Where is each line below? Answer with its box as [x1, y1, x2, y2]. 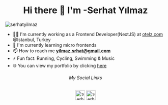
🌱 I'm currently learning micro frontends [12, 42, 97, 48]
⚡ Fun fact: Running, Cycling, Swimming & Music [12, 55, 115, 61]
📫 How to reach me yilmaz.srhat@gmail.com [12, 48, 111, 54]
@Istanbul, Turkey [12, 37, 51, 43]
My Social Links [69, 75, 102, 81]
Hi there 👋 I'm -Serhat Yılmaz [23, 5, 148, 16]
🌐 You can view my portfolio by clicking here [12, 62, 107, 68]
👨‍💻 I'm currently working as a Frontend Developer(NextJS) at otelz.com [12, 31, 163, 37]
